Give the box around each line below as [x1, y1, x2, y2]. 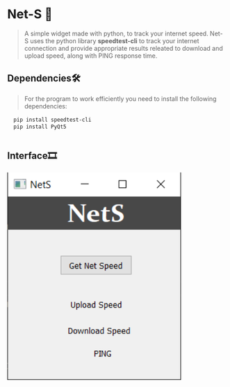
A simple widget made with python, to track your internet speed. [24, 29, 208, 38]
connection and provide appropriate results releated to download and [24, 44, 224, 52]
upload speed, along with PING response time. [24, 52, 158, 60]
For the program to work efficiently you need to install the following [24, 94, 217, 103]
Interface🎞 [7, 150, 57, 162]
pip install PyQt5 [13, 123, 67, 130]
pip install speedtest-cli [13, 116, 92, 123]
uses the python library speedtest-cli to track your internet [30, 36, 199, 45]
